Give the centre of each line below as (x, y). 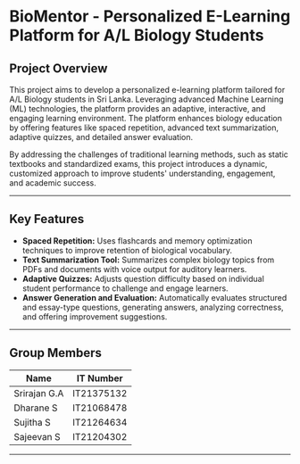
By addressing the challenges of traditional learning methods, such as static (149, 154)
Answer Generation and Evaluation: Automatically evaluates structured (154, 297)
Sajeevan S (37, 436)
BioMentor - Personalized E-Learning (150, 17)
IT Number (100, 378)
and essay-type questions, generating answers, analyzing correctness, (153, 307)
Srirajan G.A (39, 393)
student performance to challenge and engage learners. (125, 288)
